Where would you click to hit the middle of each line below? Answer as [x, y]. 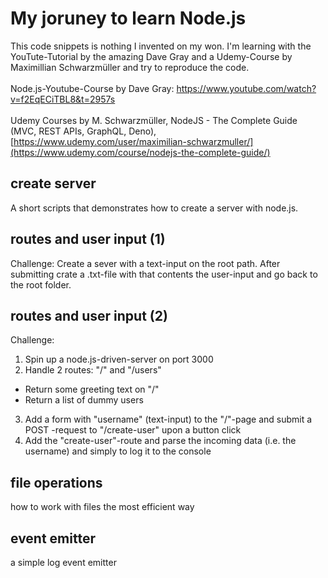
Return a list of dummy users [84, 400]
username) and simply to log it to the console [118, 451]
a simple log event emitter [63, 562]
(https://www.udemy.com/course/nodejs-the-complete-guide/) [140, 152]
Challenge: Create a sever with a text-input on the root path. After [145, 263]
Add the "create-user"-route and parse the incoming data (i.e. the [160, 441]
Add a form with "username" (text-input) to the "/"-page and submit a [168, 419]
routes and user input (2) [89, 315]
